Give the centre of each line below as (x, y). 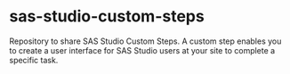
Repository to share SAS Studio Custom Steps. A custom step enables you (145, 41)
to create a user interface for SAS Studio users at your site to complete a (142, 50)
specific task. (34, 60)
